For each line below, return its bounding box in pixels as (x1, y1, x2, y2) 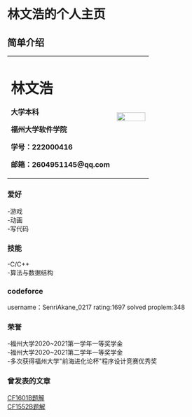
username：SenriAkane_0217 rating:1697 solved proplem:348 (7, 303, 186, 312)
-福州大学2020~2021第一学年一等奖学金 (7, 339, 123, 348)
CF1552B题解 (7, 402, 46, 411)
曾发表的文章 (7, 376, 51, 386)
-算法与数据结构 (7, 268, 54, 277)
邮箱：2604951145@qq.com (11, 160, 110, 170)
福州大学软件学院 (11, 125, 68, 135)
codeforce (7, 286, 43, 296)
